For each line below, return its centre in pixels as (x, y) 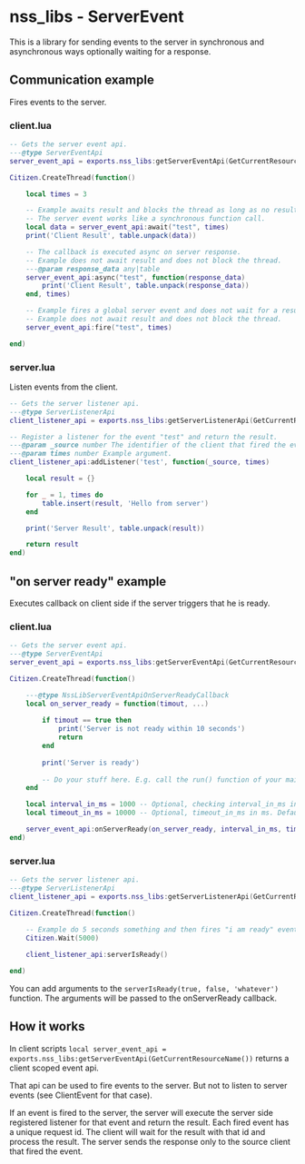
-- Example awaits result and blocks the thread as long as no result (162, 211)
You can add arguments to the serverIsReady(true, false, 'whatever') (144, 988)
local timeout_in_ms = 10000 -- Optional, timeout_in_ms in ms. (150, 813)
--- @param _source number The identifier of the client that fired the (148, 445)
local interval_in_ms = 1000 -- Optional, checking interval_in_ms (156, 804)
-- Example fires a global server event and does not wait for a (152, 311)
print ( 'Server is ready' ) (91, 763)
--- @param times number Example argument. (91, 454)
